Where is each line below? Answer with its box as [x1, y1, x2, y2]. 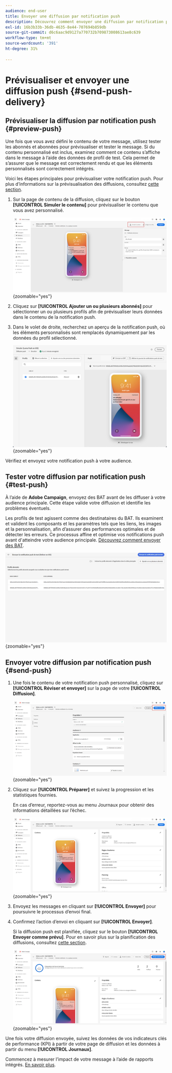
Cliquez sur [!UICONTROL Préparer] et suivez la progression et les [12, 787, 154, 793]
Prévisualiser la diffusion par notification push [5, 116, 156, 125]
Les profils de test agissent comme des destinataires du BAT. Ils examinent [5, 515, 163, 521]
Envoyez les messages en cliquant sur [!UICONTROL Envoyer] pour [12, 903, 156, 909]
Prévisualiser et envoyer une [5, 74, 130, 86]
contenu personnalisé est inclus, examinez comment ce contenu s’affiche [5, 149, 160, 155]
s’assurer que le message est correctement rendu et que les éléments [5, 160, 153, 166]
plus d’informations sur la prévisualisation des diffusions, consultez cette [5, 181, 159, 187]
